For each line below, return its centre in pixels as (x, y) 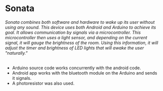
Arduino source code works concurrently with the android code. (77, 68)
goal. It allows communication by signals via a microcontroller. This (73, 32)
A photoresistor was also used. (43, 83)
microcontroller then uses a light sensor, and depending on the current (76, 37)
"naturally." (16, 53)
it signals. (22, 78)
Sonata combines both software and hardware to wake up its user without (80, 22)
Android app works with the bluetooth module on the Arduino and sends (85, 73)
